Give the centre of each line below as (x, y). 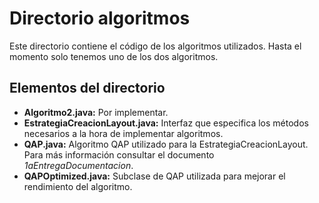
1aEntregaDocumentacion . (78, 165)
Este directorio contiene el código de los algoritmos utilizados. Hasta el (155, 46)
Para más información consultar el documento (119, 154)
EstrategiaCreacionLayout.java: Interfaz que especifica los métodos (166, 123)
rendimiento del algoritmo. (78, 186)
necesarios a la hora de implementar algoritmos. (123, 133)
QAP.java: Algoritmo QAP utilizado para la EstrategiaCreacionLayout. (166, 144)
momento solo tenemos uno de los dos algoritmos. (114, 56)
